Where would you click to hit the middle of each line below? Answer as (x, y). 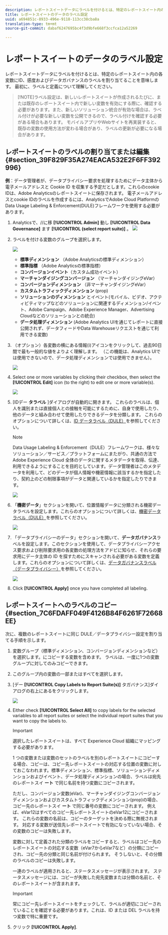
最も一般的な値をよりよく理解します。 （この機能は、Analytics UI (89, 351)
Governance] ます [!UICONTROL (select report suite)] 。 (72, 229)
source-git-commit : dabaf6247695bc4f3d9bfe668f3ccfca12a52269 (71, 29)
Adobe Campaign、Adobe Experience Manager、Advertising (92, 309)
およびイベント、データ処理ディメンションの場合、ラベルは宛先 (95, 776)
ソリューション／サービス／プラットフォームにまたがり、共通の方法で (84, 453)
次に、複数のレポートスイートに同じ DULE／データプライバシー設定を (77, 634)
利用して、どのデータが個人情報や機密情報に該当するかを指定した (93, 472)
